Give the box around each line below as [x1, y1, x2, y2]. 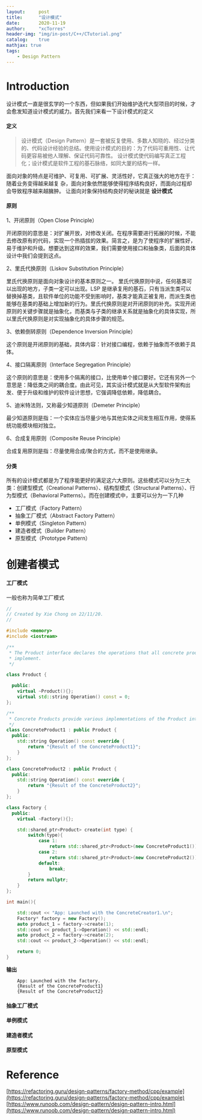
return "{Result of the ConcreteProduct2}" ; [28, 783, 141, 789]
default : [38, 860, 61, 866]
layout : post [6, 8, 50, 15]
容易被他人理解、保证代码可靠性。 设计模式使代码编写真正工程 [31, 151, 186, 159]
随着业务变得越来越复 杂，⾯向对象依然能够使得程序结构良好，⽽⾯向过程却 [6, 180, 192, 187]
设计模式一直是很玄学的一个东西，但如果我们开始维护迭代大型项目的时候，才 [6, 100, 196, 107]
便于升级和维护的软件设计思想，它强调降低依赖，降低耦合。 [16, 388, 164, 396]
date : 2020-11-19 [6, 20, 66, 26]
